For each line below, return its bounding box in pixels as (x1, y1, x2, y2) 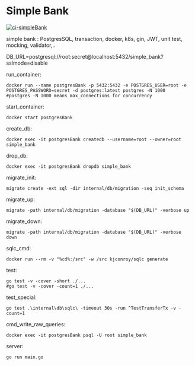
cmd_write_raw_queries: (6, 320, 66, 327)
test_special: (6, 294, 37, 301)
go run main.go (6, 354, 44, 360)
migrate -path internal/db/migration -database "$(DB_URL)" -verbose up (6, 207, 190, 213)
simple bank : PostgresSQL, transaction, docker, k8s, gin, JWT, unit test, (6, 35, 183, 42)
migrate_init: (6, 174, 37, 181)
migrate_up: (6, 196, 36, 203)
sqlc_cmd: (6, 244, 31, 252)
